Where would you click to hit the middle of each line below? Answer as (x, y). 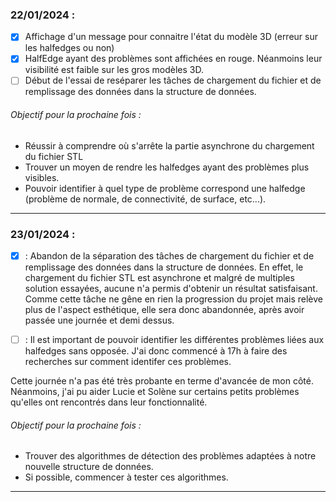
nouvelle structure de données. (89, 467)
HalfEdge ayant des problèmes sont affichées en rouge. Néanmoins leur (173, 59)
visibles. (42, 177)
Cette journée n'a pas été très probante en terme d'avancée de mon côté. (162, 381)
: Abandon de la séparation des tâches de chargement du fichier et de (169, 255)
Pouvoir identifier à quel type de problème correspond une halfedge (165, 188)
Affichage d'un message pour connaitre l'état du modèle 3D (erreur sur (171, 37)
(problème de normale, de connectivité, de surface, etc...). (145, 199)
